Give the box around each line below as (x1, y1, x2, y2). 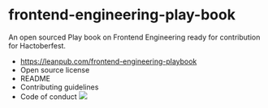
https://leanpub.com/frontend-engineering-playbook (19, 56, 197, 66)
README (19, 73, 51, 83)
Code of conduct (19, 91, 77, 102)
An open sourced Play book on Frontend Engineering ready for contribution (8, 32, 261, 42)
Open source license (19, 64, 90, 74)
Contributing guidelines (19, 82, 99, 92)
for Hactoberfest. (8, 40, 67, 50)
